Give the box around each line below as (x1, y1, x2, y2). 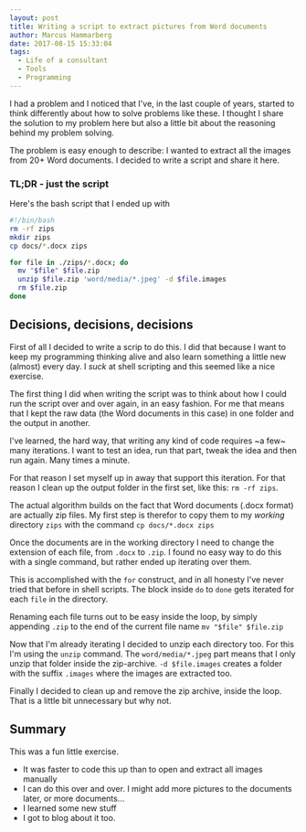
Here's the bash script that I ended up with (9, 198, 171, 209)
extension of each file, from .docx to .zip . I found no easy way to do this (9, 546, 282, 558)
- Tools (17, 65, 47, 74)
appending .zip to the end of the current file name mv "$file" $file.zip (9, 621, 284, 632)
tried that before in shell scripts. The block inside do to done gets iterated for (9, 583, 295, 594)
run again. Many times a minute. (9, 454, 131, 465)
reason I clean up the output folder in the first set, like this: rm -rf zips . (9, 482, 279, 493)
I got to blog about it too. (22, 812, 116, 823)
